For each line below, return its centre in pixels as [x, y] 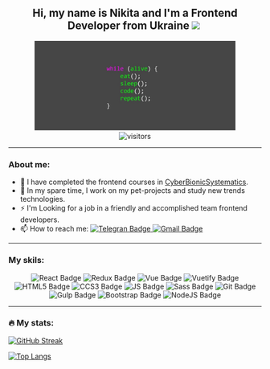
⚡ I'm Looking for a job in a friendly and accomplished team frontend [133, 208]
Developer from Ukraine [129, 26]
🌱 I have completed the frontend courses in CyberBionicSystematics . [134, 182]
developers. [40, 219]
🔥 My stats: [31, 323]
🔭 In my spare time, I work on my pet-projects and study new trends [132, 191]
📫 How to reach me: [54, 229]
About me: [29, 164]
